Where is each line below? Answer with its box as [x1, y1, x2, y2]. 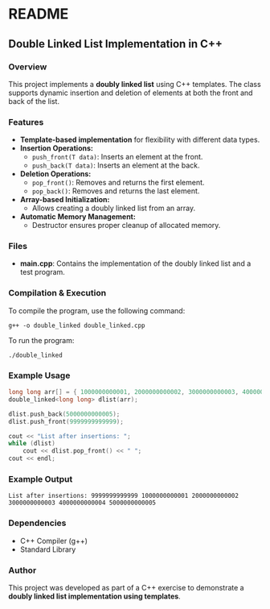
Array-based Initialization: [19, 195, 110, 205]
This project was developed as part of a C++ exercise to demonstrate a [8, 582, 244, 592]
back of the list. [8, 96, 60, 106]
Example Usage [8, 370, 71, 381]
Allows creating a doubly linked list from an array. [31, 203, 196, 213]
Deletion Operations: [19, 169, 92, 179]
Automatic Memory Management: [19, 212, 137, 222]
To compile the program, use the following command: [8, 305, 186, 315]
